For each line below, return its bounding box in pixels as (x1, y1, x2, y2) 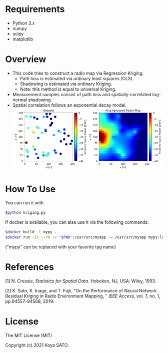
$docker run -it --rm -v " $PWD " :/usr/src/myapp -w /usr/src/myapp (5, 235, 146, 240)
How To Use (5, 183, 56, 195)
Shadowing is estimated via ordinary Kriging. (19, 81, 112, 87)
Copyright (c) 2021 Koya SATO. (5, 342, 69, 348)
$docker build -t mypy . (5, 229, 57, 235)
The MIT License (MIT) (5, 332, 52, 338)
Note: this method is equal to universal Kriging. (19, 86, 116, 92)
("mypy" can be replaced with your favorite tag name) (5, 244, 116, 250)
